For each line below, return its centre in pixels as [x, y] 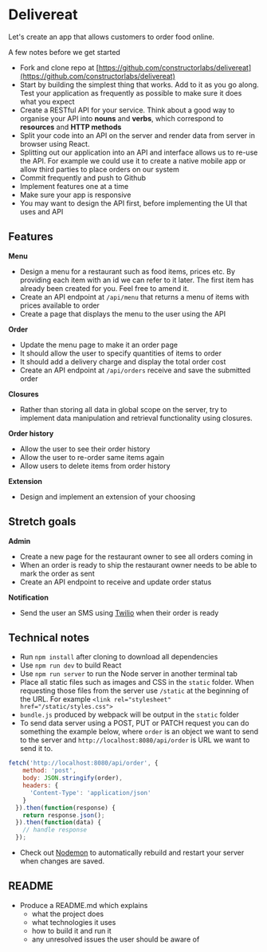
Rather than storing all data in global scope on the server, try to [123, 409]
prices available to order [59, 305]
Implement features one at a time [74, 186]
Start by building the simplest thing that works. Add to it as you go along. [139, 85]
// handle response [55, 830]
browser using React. [55, 144]
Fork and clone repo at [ [59, 67]
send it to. [36, 749]
